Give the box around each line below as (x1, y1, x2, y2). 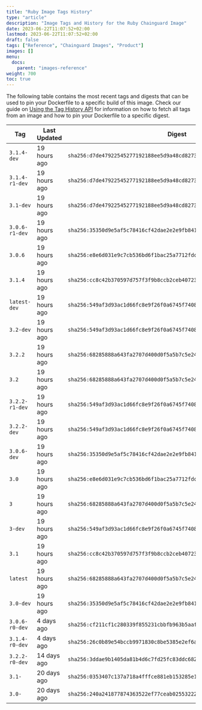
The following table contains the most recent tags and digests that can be (6, 93, 189, 100)
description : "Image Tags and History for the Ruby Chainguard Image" (6, 20, 187, 26)
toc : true (6, 76, 31, 82)
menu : (6, 54, 20, 60)
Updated (37, 134, 62, 142)
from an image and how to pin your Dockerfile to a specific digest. (6, 112, 170, 119)
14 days (37, 651, 60, 660)
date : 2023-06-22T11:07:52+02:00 (6, 25, 90, 32)
